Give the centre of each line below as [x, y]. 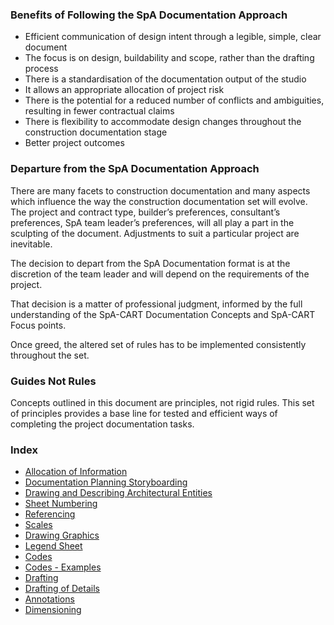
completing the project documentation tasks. [102, 424]
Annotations [49, 599]
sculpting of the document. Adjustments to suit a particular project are [155, 233]
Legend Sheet [53, 546]
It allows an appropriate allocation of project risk [124, 90]
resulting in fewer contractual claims [99, 111]
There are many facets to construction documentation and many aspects [160, 190]
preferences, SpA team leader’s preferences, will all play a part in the [152, 222]
